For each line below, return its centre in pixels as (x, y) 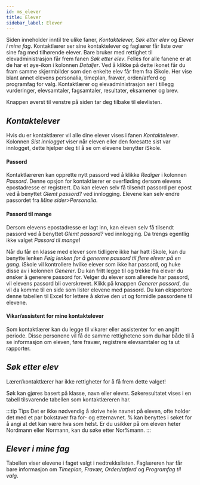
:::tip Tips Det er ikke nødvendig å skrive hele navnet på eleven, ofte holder (99, 411)
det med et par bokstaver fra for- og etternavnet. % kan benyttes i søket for (99, 417)
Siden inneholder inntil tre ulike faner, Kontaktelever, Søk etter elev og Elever (100, 40)
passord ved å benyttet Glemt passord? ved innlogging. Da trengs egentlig (98, 234)
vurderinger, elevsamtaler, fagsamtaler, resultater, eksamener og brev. (93, 91)
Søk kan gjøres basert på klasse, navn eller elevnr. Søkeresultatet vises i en (99, 393)
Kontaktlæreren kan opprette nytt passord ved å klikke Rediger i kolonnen (96, 175)
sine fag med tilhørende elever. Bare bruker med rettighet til (79, 53)
